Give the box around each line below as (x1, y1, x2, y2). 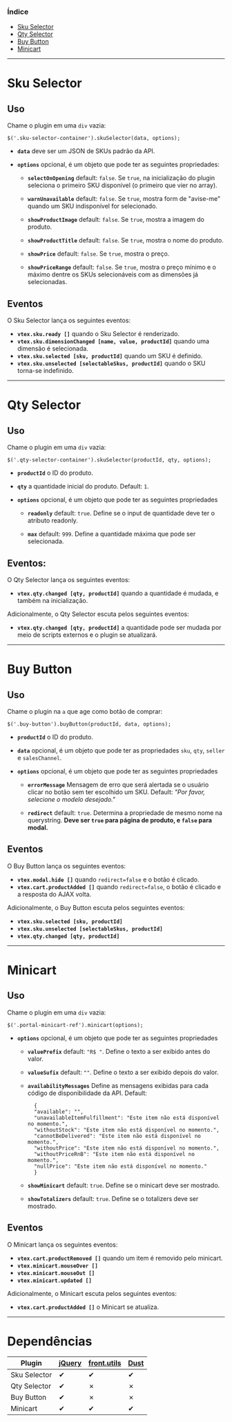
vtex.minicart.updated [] (17, 1277, 92, 1284)
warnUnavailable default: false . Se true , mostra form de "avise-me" (27, 195, 221, 203)
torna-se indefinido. (17, 367, 74, 375)
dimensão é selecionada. (17, 344, 88, 353)
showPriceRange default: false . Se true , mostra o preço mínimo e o (27, 263, 216, 272)
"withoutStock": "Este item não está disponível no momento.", (33, 1126, 220, 1133)
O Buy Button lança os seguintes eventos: (7, 861, 126, 870)
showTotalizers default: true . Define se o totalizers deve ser (27, 1194, 199, 1202)
